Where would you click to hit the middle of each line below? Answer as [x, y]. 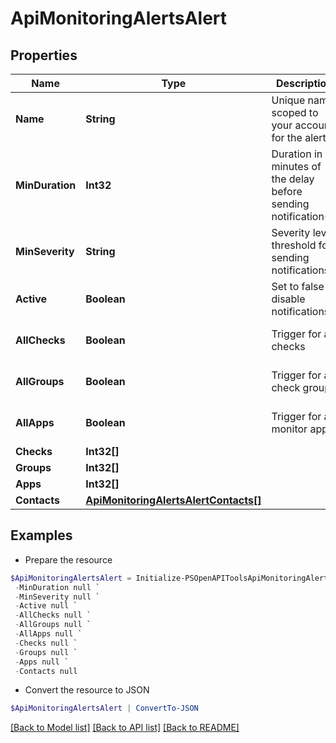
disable [288, 299]
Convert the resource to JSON [87, 690]
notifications [300, 311]
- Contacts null [46, 671]
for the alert [299, 137]
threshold [294, 245]
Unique [288, 100]
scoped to [295, 112]
